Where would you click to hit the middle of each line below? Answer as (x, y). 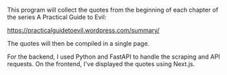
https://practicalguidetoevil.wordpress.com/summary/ (84, 30)
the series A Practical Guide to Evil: (57, 17)
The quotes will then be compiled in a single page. (78, 43)
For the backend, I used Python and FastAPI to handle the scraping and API (113, 57)
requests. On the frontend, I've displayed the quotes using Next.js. (101, 64)
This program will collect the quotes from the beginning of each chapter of (113, 10)
